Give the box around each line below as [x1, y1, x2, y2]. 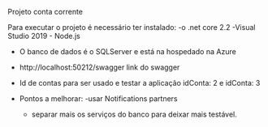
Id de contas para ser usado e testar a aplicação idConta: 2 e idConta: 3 [19, 78, 261, 87]
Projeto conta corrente [7, 7, 83, 16]
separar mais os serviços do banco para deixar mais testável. [31, 109, 237, 119]
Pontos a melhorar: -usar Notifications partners [19, 94, 178, 104]
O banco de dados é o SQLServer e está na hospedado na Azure [19, 47, 236, 56]
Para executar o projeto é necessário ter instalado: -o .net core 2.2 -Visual [7, 23, 256, 32]
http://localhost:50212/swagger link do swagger [19, 62, 180, 72]
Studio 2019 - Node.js [7, 32, 80, 40]
